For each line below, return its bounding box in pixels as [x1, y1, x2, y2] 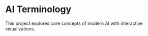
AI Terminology [5, 4, 72, 15]
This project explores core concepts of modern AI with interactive [5, 20, 143, 26]
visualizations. [5, 25, 36, 31]
